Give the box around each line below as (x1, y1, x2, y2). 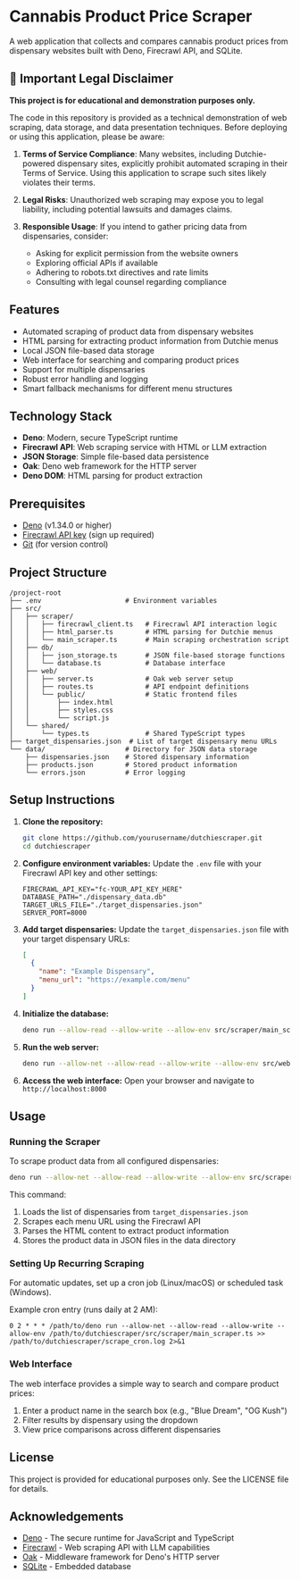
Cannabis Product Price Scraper (9, 6, 253, 27)
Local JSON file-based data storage (21, 345, 154, 355)
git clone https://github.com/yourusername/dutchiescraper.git (21, 833, 263, 842)
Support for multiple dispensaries (21, 364, 146, 374)
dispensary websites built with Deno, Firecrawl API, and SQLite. (9, 45, 243, 55)
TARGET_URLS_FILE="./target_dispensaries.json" (21, 900, 203, 909)
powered (21, 158, 55, 169)
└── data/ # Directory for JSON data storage (9, 745, 257, 754)
